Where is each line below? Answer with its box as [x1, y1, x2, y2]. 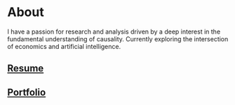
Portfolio [7, 86, 46, 98]
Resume [7, 62, 44, 74]
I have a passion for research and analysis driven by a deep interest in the [7, 27, 221, 36]
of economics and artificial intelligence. [7, 42, 121, 50]
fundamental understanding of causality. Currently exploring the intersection [7, 34, 229, 43]
